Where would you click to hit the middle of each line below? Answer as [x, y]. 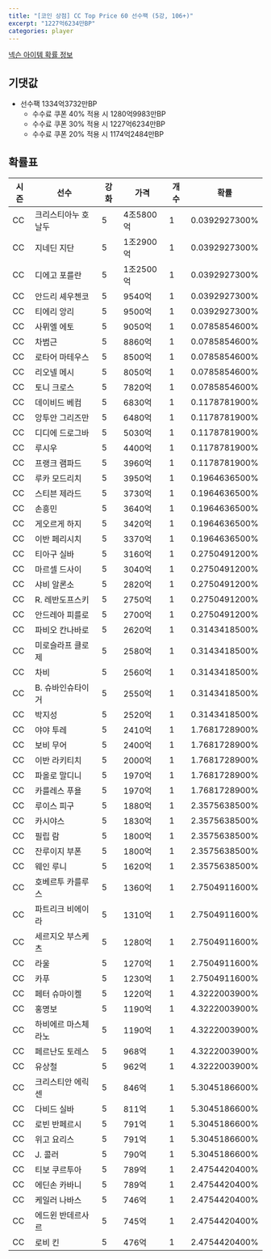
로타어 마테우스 [62, 357]
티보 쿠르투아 [58, 1170]
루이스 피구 [55, 806]
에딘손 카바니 [58, 1185]
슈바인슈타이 [67, 688]
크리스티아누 [57, 215]
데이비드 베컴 [58, 403]
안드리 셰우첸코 [62, 296]
